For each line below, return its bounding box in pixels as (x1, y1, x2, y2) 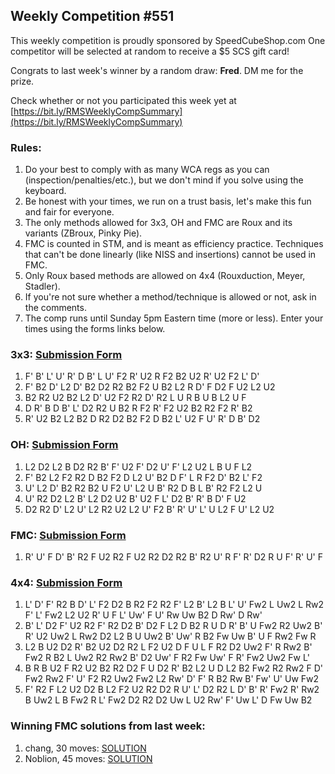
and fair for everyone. (24, 206, 115, 218)
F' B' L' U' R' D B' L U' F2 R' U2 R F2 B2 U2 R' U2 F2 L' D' (24, 370, 260, 383)
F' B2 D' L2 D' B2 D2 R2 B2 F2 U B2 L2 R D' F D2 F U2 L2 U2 (24, 381, 276, 393)
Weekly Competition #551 (10, 8, 175, 25)
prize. (10, 75, 35, 87)
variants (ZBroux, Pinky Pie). (24, 227, 143, 239)
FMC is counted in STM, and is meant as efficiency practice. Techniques (24, 238, 324, 250)
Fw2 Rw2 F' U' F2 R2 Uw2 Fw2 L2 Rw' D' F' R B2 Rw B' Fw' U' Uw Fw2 (24, 673, 320, 685)
